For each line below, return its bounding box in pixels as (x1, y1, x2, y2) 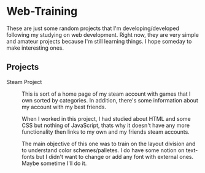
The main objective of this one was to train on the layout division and (21, 140, 196, 147)
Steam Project (6, 78, 42, 85)
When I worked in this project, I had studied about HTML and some (21, 115, 191, 122)
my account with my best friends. (21, 103, 106, 110)
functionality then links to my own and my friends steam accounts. (21, 128, 190, 136)
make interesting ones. (6, 44, 64, 52)
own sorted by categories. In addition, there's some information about (21, 96, 198, 104)
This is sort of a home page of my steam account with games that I (21, 90, 191, 98)
